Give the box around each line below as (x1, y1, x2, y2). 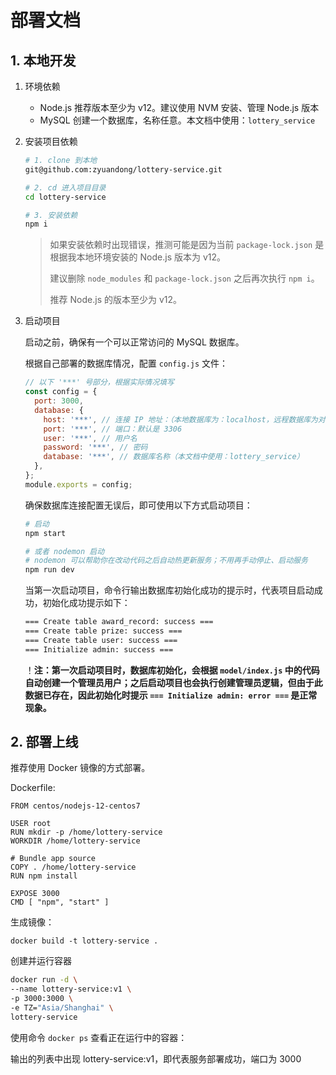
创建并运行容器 (10, 955, 72, 967)
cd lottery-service (24, 192, 107, 202)
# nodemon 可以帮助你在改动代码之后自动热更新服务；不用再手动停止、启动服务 (24, 556, 308, 566)
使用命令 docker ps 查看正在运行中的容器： (10, 1031, 188, 1043)
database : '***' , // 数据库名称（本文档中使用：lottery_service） (43, 452, 305, 462)
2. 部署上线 (10, 734, 79, 751)
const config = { (24, 387, 98, 397)
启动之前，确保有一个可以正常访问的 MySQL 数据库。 (24, 336, 245, 348)
